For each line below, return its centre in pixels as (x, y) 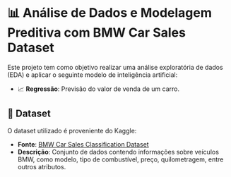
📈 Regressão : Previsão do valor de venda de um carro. (99, 89)
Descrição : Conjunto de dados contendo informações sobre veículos (118, 152)
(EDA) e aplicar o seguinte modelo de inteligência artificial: (93, 75)
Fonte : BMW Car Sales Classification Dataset (83, 144)
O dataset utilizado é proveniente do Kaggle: (72, 130)
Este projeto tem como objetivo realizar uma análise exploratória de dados (115, 67)
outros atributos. (42, 166)
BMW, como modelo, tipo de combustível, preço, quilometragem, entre (120, 159)
